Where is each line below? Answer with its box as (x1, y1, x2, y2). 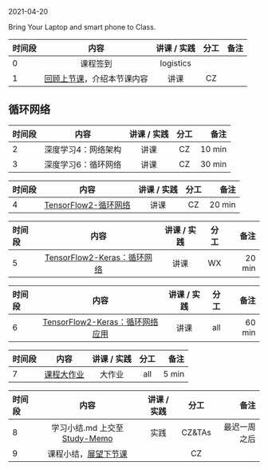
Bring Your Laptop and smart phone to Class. (8, 22, 156, 31)
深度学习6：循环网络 (44, 159, 122, 170)
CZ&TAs (181, 427, 211, 438)
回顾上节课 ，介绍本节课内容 (44, 74, 149, 84)
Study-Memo (61, 432, 113, 444)
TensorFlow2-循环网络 (44, 199, 131, 210)
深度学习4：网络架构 (44, 144, 122, 155)
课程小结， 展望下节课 (47, 448, 128, 459)
